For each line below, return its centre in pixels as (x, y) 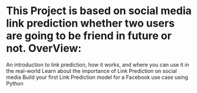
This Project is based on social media (99, 11)
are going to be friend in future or (89, 36)
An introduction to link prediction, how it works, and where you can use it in (98, 64)
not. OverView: (44, 49)
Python (15, 83)
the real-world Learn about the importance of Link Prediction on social (91, 71)
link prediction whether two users (91, 23)
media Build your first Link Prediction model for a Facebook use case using (97, 77)
